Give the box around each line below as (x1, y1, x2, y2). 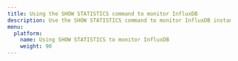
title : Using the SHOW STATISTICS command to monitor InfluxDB (7, 10, 198, 18)
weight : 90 (20, 43, 52, 50)
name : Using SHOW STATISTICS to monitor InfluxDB (20, 36, 170, 43)
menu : (7, 23, 23, 30)
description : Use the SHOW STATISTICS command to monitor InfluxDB (7, 17, 211, 24)
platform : (13, 29, 42, 37)
